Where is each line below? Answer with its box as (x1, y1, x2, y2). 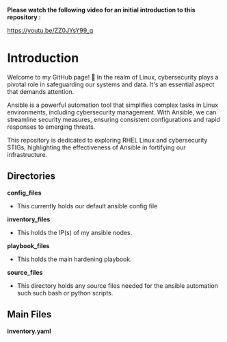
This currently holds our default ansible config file (16, 201, 158, 210)
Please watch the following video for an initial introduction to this (7, 6, 196, 14)
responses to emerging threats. (7, 123, 96, 131)
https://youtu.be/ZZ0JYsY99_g (7, 27, 94, 34)
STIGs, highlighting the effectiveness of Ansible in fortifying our (7, 143, 186, 151)
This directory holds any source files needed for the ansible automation (16, 281, 219, 290)
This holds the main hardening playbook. (16, 255, 132, 263)
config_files (7, 188, 42, 197)
